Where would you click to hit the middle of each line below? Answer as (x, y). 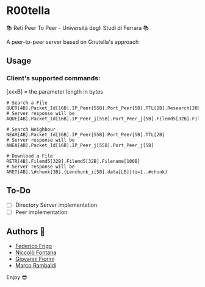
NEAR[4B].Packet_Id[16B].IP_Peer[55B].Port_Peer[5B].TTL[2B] (86, 134)
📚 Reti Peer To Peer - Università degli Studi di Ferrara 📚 (78, 27)
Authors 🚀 (26, 231)
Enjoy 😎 (17, 277)
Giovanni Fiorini (35, 259)
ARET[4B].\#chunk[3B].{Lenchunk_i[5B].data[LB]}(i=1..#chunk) (87, 172)
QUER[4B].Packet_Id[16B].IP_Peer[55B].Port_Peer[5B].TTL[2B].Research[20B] (105, 108)
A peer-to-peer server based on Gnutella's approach (73, 42)
